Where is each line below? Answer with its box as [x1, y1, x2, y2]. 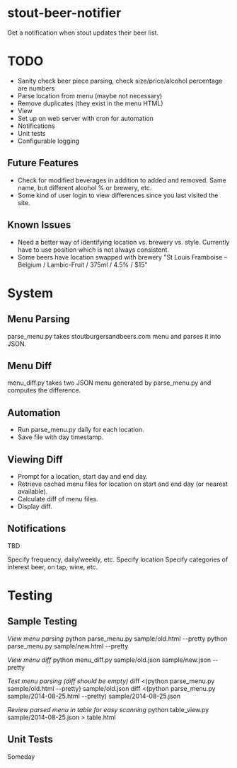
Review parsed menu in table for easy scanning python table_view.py [7, 705, 209, 714]
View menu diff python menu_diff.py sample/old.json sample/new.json [7, 656, 211, 664]
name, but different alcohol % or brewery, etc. [17, 183, 152, 192]
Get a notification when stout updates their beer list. [7, 28, 159, 37]
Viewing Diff [7, 453, 64, 465]
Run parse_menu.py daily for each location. [17, 426, 144, 434]
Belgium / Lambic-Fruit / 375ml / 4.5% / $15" [17, 260, 148, 269]
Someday [7, 752, 35, 761]
